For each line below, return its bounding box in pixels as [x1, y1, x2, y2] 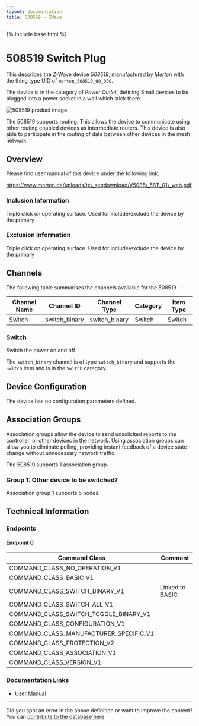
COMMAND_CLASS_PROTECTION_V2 [9, 639, 114, 648]
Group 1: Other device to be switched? [6, 476, 118, 484]
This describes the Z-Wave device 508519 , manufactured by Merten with [6, 71, 184, 78]
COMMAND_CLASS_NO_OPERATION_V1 [9, 564, 121, 572]
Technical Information [6, 506, 89, 517]
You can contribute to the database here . [6, 713, 107, 720]
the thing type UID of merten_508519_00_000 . [6, 77, 114, 84]
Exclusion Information [6, 231, 71, 239]
